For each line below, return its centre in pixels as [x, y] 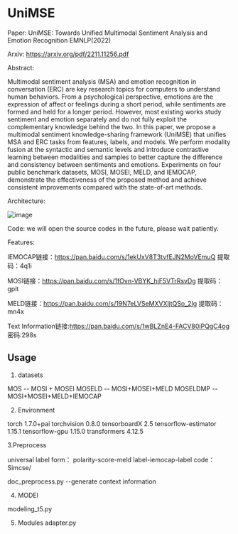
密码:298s [22, 334]
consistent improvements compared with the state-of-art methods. [105, 187]
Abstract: [21, 67]
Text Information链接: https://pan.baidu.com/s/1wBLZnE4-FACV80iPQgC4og [118, 326]
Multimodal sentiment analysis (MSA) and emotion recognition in [102, 81]
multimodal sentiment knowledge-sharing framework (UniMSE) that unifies [117, 134]
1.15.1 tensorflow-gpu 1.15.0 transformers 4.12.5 [76, 431]
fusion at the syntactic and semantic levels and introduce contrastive [108, 149]
